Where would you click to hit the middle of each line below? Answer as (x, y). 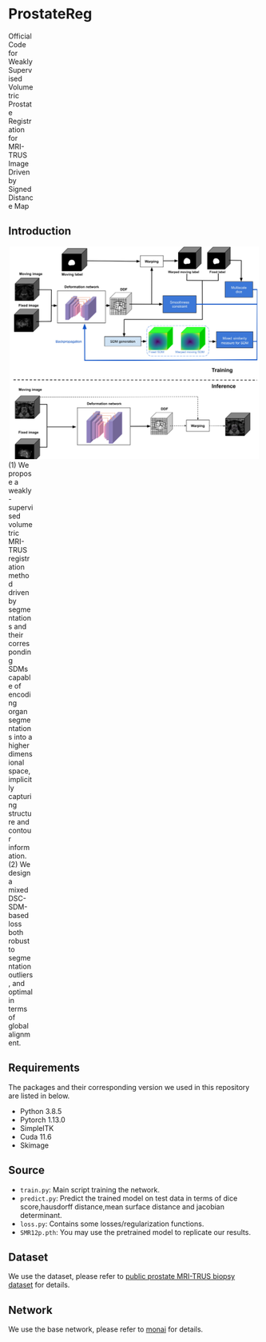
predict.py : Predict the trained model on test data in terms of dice (129, 1198)
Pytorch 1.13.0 (42, 1120)
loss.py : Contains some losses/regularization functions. (112, 1224)
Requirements (44, 1068)
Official (20, 36)
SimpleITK (37, 1128)
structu (20, 813)
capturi (20, 797)
